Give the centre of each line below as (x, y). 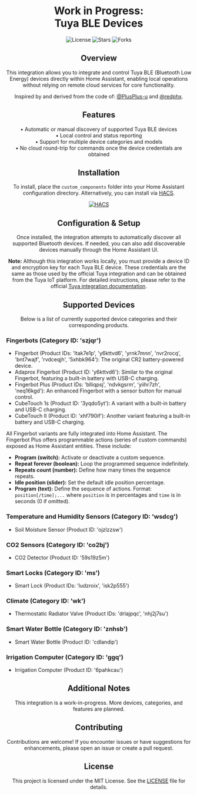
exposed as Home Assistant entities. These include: (69, 446)
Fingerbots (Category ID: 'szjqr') (54, 340)
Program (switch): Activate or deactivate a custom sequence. (90, 457)
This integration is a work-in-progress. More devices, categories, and (99, 702)
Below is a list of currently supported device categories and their (99, 319)
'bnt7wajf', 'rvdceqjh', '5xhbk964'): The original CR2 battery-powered (99, 359)
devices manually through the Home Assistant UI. (99, 250)
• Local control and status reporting (99, 135)
